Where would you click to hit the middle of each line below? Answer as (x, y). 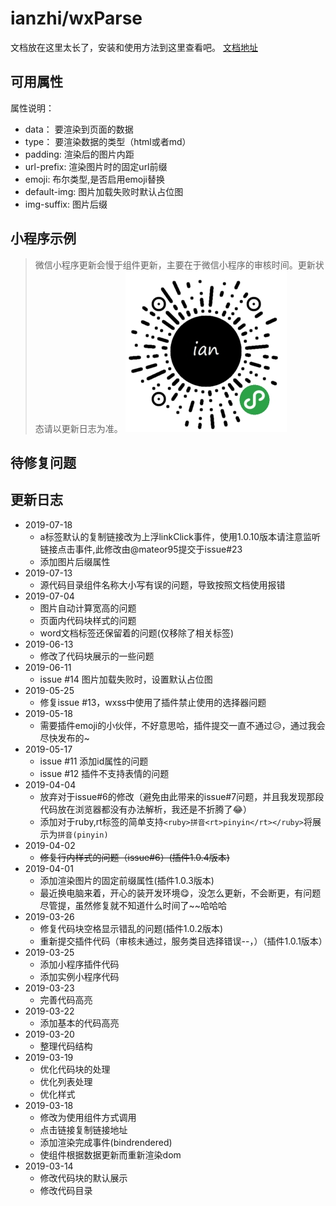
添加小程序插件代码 (79, 964)
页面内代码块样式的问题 (88, 620)
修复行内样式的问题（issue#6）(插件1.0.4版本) (134, 857)
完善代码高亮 (66, 999)
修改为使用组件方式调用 (88, 1117)
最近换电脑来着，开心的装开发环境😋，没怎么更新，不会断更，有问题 (180, 893)
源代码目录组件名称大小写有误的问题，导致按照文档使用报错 (162, 584)
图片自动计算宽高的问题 (88, 608)
